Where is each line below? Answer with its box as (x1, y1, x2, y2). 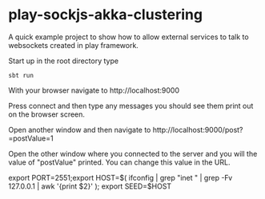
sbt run (8, 71, 34, 79)
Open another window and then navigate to (8, 125, 151, 134)
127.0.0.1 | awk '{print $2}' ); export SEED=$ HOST (8, 181, 172, 191)
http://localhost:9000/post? (152, 125, 243, 134)
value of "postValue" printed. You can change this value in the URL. (8, 157, 231, 167)
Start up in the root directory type (8, 56, 118, 66)
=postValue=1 (8, 133, 54, 143)
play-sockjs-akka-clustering (8, 6, 203, 24)
